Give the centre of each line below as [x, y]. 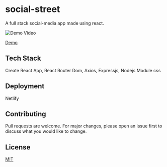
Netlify [12, 98]
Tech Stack [23, 58]
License [18, 147]
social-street [33, 9]
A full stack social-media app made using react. [55, 23]
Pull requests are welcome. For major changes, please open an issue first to [84, 126]
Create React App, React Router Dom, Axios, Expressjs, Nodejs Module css [83, 70]
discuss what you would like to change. [46, 131]
